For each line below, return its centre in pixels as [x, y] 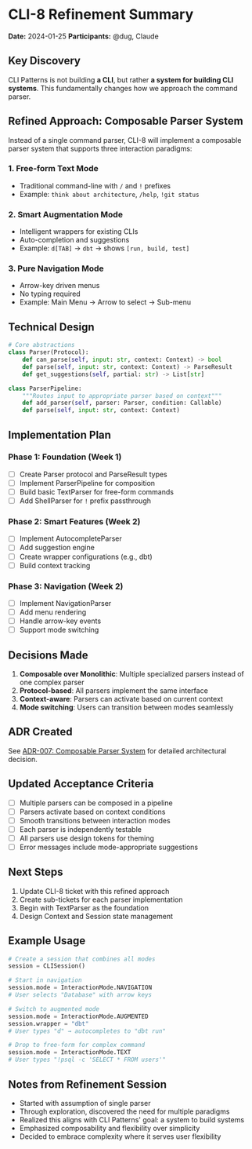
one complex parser [52, 682]
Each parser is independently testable [81, 829]
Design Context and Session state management [96, 916]
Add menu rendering [53, 612]
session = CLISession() [47, 966]
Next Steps [36, 872]
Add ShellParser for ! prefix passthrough [85, 501]
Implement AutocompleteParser [71, 538]
